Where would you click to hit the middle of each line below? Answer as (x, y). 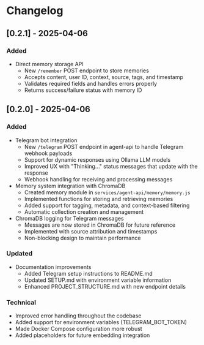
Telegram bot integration (46, 140)
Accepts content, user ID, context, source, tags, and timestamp (104, 77)
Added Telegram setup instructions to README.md (88, 273)
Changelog (35, 11)
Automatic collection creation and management (84, 211)
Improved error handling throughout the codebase (78, 316)
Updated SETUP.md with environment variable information (98, 280)
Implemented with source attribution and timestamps (91, 231)
